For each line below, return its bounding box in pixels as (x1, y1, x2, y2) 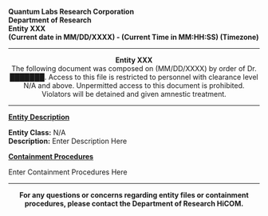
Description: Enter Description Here (8, 136, 128, 146)
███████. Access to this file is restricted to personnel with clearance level (10, 72, 258, 82)
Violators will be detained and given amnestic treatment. (41, 90, 227, 98)
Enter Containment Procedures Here (8, 167, 128, 177)
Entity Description (8, 112, 70, 122)
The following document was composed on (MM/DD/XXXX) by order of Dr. (11, 64, 257, 73)
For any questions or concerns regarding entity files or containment (19, 190, 249, 199)
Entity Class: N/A (8, 128, 66, 137)
